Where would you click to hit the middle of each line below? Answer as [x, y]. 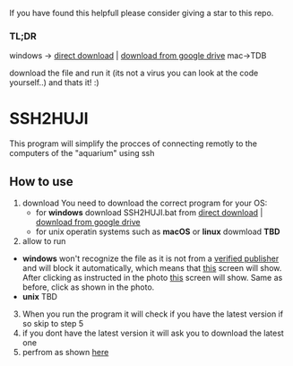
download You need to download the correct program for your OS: [145, 203]
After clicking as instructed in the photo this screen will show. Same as [152, 278]
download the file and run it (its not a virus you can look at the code [134, 73]
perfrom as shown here [65, 353]
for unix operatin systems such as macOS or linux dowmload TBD [158, 231]
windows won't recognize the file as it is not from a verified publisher [151, 258]
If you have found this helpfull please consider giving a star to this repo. [142, 13]
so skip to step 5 [53, 324]
